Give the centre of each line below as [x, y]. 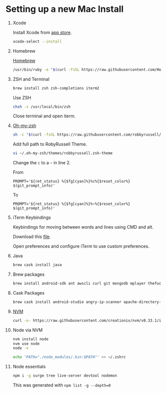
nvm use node [26, 344]
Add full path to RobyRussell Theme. [50, 144]
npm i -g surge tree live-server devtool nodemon [65, 376]
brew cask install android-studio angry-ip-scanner [67, 302]
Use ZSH [22, 98]
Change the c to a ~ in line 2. [42, 163]
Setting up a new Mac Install [65, 9]
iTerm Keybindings [32, 218]
